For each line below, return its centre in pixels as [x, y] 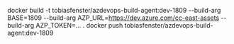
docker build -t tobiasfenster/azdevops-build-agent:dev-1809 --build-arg [114, 10]
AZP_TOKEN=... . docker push [79, 25]
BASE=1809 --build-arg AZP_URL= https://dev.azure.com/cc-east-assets [113, 18]
